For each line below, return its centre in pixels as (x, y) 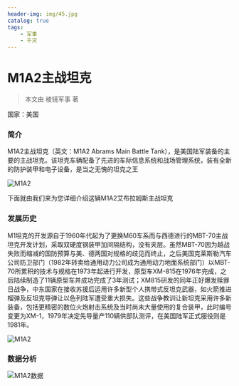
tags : (15, 27)
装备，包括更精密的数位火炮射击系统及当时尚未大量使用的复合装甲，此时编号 (119, 307)
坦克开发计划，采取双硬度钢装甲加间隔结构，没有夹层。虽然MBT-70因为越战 (118, 244)
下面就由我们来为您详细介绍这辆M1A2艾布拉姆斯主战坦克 (90, 198)
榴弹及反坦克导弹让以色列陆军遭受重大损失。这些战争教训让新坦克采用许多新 (119, 298)
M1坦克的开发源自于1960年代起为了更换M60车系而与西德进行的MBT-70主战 (118, 235)
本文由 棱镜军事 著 (52, 99)
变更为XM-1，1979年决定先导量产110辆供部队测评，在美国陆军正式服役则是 (117, 315)
